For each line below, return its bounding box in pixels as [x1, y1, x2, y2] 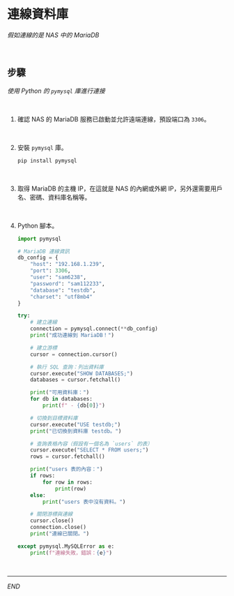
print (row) [54, 485, 87, 492]
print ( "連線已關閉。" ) [30, 530, 90, 537]
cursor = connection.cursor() [30, 350, 118, 358]
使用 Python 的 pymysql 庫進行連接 [7, 87, 106, 95]
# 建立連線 [30, 319, 58, 326]
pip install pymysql [17, 157, 77, 164]
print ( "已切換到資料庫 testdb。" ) [30, 427, 122, 435]
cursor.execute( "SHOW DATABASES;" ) [30, 370, 134, 377]
